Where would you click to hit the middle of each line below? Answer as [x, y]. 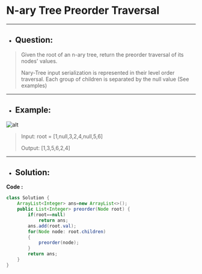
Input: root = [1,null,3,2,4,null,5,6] [62, 136]
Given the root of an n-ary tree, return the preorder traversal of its [102, 54]
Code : [15, 187]
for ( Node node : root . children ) [67, 232]
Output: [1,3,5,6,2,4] [45, 148]
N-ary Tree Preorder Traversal [83, 11]
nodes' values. [39, 61]
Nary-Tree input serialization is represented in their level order [98, 72]
